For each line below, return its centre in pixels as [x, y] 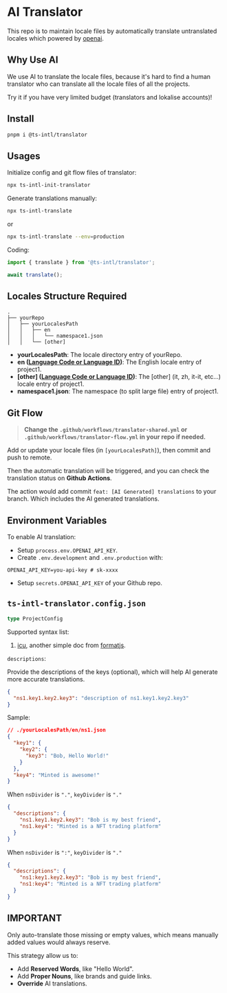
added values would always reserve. [59, 942]
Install [21, 119]
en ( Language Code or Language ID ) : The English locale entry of [109, 362]
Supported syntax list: [38, 632]
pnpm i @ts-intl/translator [47, 135]
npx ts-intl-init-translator [49, 185]
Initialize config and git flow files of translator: [72, 173]
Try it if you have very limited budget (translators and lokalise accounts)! [110, 97]
